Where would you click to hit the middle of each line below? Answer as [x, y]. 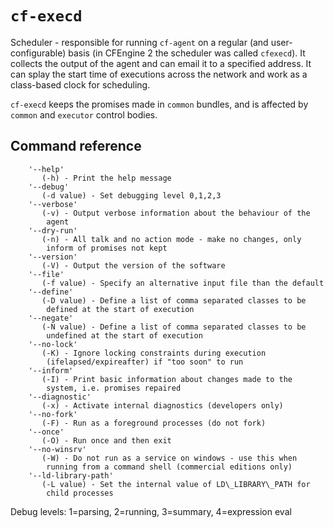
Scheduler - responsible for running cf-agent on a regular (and [139, 42]
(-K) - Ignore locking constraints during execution [154, 353]
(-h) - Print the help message [106, 178]
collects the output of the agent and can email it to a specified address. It [161, 63]
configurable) [38, 53]
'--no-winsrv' [57, 449]
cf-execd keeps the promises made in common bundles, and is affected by [159, 104]
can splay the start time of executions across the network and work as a [159, 74]
